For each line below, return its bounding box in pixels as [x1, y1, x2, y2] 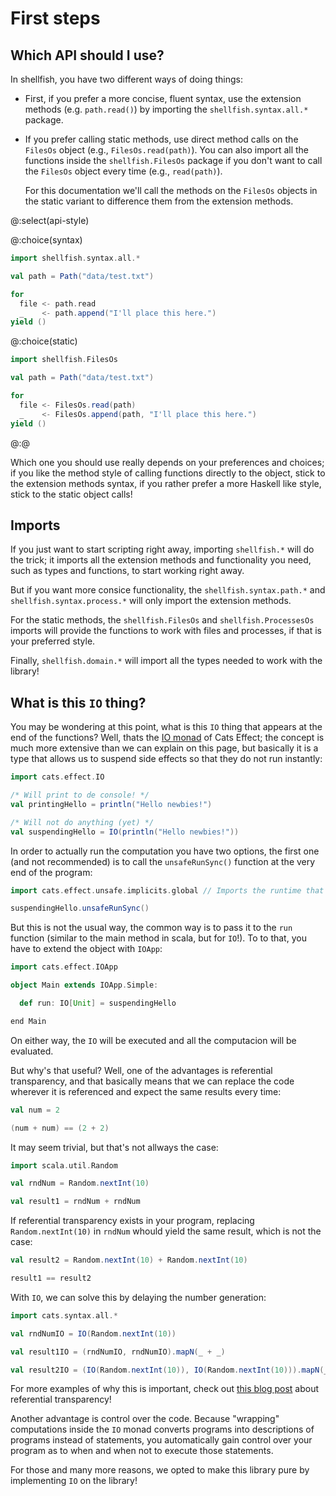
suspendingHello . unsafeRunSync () [10, 903, 150, 914]
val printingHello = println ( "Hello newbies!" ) [10, 799, 213, 809]
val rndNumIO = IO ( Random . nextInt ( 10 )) [10, 1328, 177, 1339]
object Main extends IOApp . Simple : [10, 980, 159, 991]
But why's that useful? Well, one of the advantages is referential [10, 1064, 273, 1076]
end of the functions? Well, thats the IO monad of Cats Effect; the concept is [10, 732, 325, 744]
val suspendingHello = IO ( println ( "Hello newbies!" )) [10, 827, 240, 837]
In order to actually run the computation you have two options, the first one [10, 845, 320, 857]
